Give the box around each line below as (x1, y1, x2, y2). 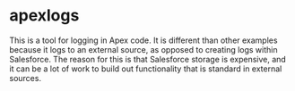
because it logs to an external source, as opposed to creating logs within (9, 44, 278, 54)
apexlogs (9, 5, 80, 26)
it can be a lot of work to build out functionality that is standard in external (9, 63, 282, 74)
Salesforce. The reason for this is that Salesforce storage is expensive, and (9, 54, 287, 64)
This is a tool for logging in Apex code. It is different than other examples (9, 35, 278, 45)
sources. (9, 72, 42, 83)
